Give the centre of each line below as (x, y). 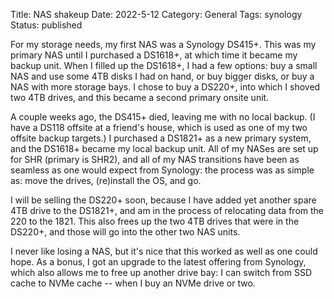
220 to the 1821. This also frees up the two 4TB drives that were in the (155, 221)
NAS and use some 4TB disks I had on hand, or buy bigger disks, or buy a (162, 76)
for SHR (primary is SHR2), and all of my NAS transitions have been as (155, 159)
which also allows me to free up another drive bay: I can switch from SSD (161, 272)
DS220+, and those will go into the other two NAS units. (125, 232)
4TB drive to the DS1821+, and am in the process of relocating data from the (167, 210)
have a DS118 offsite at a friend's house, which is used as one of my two (159, 127)
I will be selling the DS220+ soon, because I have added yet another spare (163, 200)
